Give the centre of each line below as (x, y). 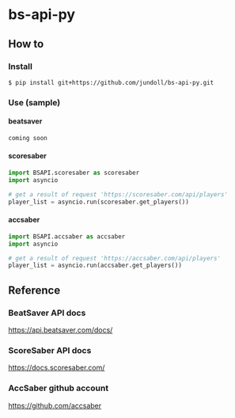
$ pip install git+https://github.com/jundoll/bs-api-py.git (111, 82)
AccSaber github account (59, 388)
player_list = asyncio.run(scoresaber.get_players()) (99, 202)
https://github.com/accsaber (55, 405)
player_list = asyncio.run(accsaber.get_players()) (95, 266)
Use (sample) (34, 102)
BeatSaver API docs (47, 313)
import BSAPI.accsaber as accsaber (67, 236)
